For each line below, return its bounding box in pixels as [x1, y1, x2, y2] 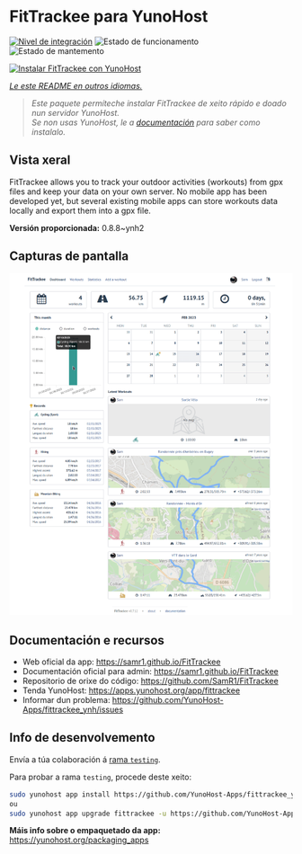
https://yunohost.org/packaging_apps [9, 834, 149, 846]
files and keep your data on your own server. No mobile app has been [9, 186, 268, 197]
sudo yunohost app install [9, 789, 111, 799]
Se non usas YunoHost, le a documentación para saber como [31, 117, 261, 128]
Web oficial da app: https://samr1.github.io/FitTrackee [22, 656, 221, 667]
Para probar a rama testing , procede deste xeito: [9, 771, 192, 782]
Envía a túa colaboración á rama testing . [9, 753, 161, 765]
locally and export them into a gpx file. [9, 205, 151, 216]
